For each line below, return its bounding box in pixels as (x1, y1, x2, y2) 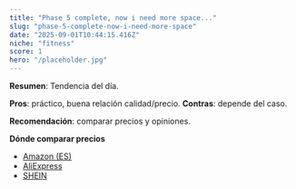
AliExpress (22, 161, 63, 171)
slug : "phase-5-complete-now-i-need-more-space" (9, 22, 197, 31)
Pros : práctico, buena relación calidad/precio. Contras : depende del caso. (9, 98, 288, 109)
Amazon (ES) (22, 151, 73, 162)
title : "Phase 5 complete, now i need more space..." (9, 13, 218, 23)
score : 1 (9, 47, 43, 56)
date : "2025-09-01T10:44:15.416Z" (9, 30, 141, 39)
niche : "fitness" (9, 38, 75, 48)
